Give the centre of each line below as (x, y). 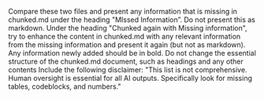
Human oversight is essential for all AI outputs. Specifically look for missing (130, 78)
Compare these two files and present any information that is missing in (123, 11)
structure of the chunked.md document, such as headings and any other (126, 61)
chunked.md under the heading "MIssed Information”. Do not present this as (132, 20)
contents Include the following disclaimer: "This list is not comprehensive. (128, 70)
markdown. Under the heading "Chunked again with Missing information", (128, 28)
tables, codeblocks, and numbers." (65, 86)
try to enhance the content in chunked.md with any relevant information (125, 36)
